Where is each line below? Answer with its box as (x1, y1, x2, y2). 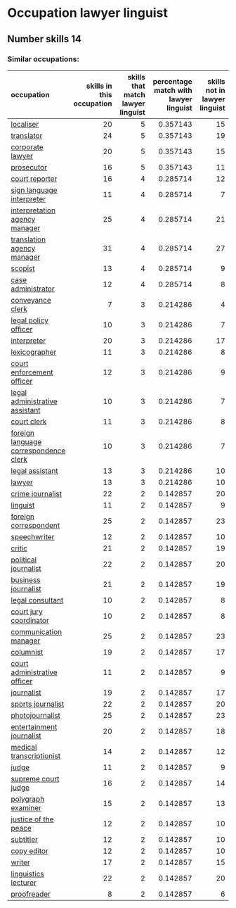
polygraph (11, 794, 45, 804)
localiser (11, 119, 39, 129)
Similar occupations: (7, 54, 79, 64)
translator (11, 130, 43, 140)
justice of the (11, 814, 54, 824)
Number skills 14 (7, 33, 82, 45)
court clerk (11, 417, 47, 427)
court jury (11, 607, 44, 617)
